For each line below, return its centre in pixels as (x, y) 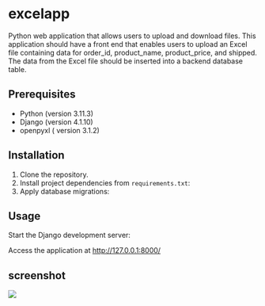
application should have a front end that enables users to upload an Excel (128, 44)
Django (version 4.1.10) (56, 122)
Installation (36, 155)
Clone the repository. (54, 174)
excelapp (39, 14)
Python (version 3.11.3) (56, 113)
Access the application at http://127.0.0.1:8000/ (84, 251)
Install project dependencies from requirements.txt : (105, 182)
